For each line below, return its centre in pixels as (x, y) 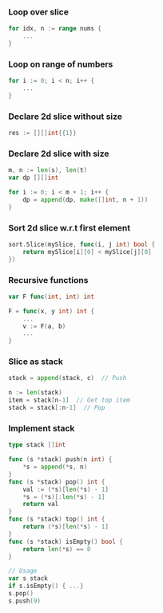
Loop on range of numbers (61, 64)
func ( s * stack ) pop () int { (57, 482)
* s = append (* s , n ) (55, 467)
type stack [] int (37, 445)
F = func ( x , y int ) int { (51, 311)
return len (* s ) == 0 (57, 549)
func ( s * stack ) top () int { (57, 519)
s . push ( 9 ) (25, 601)
